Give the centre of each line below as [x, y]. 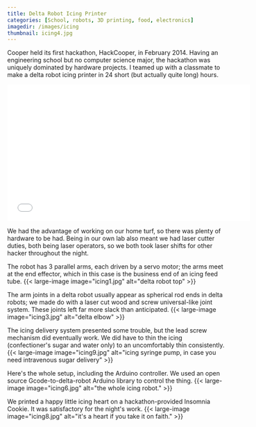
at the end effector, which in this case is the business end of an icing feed [113, 274]
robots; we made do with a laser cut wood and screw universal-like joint [110, 302]
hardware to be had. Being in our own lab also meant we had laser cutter [111, 238]
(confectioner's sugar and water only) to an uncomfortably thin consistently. [116, 345]
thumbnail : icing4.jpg [40, 33]
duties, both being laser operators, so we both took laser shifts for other [110, 246]
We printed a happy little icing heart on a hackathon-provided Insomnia [109, 402]
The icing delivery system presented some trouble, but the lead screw [107, 330]
